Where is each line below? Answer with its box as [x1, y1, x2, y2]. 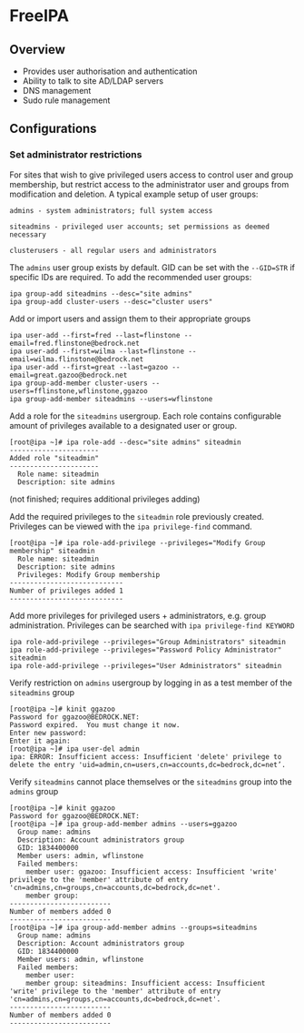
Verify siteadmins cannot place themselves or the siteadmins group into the [9, 775, 292, 787]
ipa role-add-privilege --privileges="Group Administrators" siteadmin [9, 637, 286, 646]
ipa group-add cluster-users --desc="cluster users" [9, 297, 213, 306]
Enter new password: [9, 728, 88, 737]
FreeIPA [9, 5, 70, 26]
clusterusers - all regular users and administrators [9, 246, 218, 255]
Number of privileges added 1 [9, 586, 124, 595]
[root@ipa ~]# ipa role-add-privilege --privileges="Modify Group [9, 538, 266, 547]
